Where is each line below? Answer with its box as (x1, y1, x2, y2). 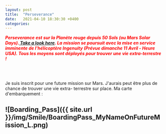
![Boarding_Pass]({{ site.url (5, 105, 92, 114)
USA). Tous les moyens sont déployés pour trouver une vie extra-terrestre (5, 51, 162, 57)
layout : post (5, 7, 32, 12)
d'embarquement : (5, 91, 43, 97)
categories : (5, 21, 30, 26)
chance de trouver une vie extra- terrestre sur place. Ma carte (5, 85, 133, 92)
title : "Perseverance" (5, 12, 55, 17)
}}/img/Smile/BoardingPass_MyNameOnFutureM (5, 113, 161, 122)
